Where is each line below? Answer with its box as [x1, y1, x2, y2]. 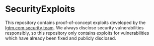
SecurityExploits [5, 3, 76, 15]
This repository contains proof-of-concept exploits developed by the [5, 20, 146, 25]
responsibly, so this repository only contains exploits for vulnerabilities [5, 30, 150, 36]
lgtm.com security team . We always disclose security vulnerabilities [5, 24, 144, 30]
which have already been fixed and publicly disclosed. [5, 35, 116, 41]
